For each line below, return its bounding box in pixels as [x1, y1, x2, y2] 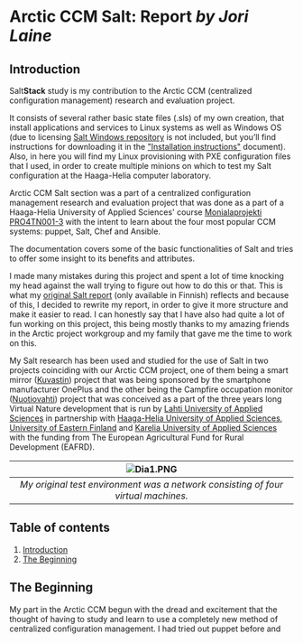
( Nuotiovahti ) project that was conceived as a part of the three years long [9, 394, 282, 404]
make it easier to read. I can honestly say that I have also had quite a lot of [9, 309, 286, 320]
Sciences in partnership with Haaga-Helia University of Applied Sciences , [9, 413, 283, 424]
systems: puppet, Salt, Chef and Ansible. [9, 226, 161, 237]
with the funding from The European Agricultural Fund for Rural [9, 432, 244, 443]
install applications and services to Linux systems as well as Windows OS [9, 122, 282, 133]
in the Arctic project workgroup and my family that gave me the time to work [9, 328, 293, 339]
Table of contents [9, 520, 110, 536]
